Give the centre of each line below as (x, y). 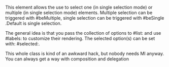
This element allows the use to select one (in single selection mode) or (79, 7)
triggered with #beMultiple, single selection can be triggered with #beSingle (85, 18)
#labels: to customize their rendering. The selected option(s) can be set (80, 38)
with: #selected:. (23, 44)
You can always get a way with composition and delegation (67, 59)
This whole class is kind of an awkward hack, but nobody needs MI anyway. (84, 53)
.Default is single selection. (33, 23)
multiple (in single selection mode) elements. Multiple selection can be (79, 13)
